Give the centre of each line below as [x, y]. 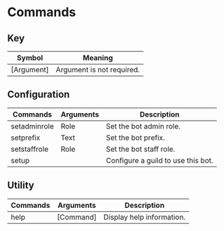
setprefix [26, 138]
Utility [21, 186]
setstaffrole [30, 149]
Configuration [39, 94]
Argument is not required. [98, 70]
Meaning [98, 58]
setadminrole [32, 126]
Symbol [30, 58]
